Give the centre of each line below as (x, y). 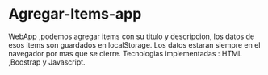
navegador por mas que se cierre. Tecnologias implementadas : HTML (126, 53)
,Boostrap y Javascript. (47, 62)
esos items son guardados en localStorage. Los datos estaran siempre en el (134, 44)
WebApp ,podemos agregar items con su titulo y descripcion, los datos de (132, 36)
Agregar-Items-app (75, 14)
